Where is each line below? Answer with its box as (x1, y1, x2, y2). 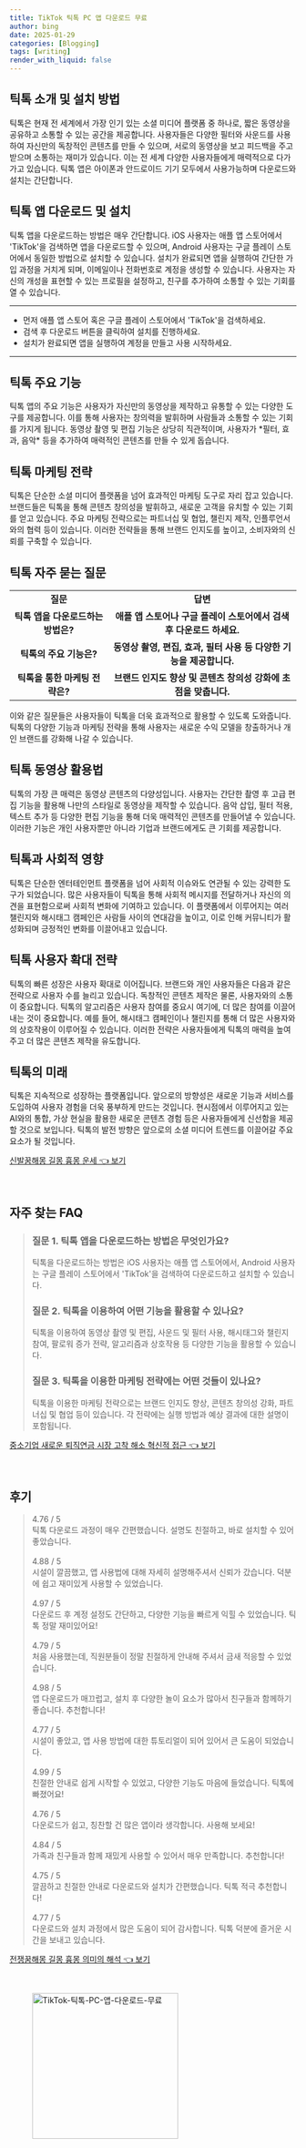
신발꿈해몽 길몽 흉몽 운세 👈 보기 (9, 1155, 127, 1166)
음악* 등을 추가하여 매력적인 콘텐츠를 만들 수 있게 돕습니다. (21, 435, 229, 446)
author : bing (9, 22, 59, 31)
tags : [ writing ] (9, 47, 71, 56)
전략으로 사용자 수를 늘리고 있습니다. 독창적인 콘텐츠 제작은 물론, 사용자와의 (9, 989, 277, 1000)
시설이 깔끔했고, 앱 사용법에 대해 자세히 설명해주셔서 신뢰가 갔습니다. (31, 1567, 275, 1578)
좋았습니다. (31, 1536, 72, 1547)
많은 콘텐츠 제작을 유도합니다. (36, 1035, 141, 1046)
